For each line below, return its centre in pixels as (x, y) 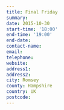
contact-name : (24, 46)
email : (14, 52)
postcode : (19, 97)
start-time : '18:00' (32, 29)
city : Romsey (23, 80)
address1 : (19, 69)
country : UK (21, 92)
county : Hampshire (29, 86)
